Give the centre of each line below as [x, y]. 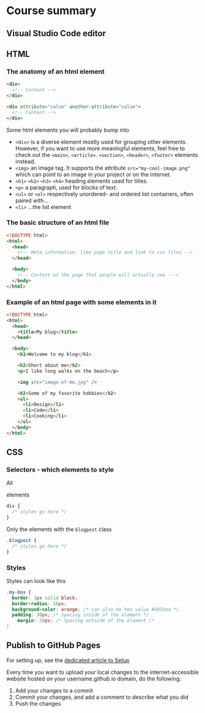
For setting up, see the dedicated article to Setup [68, 660]
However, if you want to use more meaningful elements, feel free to [100, 148]
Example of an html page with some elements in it [82, 302]
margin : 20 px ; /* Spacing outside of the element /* [86, 621]
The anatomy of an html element [56, 71]
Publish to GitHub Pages [54, 645]
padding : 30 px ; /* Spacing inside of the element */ [80, 615]
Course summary [51, 11]
